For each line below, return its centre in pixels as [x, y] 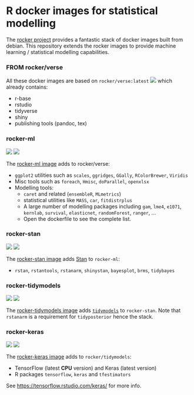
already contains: [27, 87]
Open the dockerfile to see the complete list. [77, 219]
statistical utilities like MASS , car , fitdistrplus [78, 200]
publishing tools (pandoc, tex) [51, 123]
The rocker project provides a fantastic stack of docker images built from [95, 39]
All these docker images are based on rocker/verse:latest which [89, 81]
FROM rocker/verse [35, 67]
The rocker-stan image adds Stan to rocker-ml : [63, 259]
